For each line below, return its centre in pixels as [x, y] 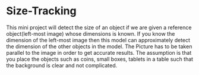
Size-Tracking [41, 11]
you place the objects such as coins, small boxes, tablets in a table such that [100, 59]
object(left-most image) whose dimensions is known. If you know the [91, 33]
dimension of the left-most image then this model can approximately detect [98, 40]
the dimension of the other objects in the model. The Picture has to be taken [99, 46]
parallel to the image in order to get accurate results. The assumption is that [99, 52]
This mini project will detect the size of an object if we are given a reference [99, 27]
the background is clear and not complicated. [62, 65]
